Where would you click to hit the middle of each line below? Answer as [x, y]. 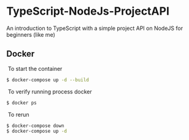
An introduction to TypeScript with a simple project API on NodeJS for [94, 28]
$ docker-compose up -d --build [48, 80]
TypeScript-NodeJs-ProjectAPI [88, 11]
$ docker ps [21, 103]
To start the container [35, 68]
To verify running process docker [50, 91]
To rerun [18, 114]
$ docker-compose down [35, 126]
